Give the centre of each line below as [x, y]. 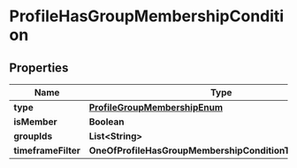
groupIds [33, 136]
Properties [39, 68]
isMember [35, 122]
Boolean [107, 122]
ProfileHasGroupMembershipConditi [147, 16]
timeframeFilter [47, 150]
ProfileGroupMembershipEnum [156, 107]
